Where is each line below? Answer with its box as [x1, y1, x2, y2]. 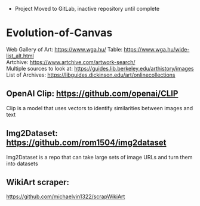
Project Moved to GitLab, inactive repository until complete [14, 5, 160, 12]
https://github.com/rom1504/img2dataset [6, 138, 167, 148]
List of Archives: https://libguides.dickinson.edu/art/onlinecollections [6, 71, 176, 78]
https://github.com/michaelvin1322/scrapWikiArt [6, 193, 125, 200]
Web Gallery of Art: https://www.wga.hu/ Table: [6, 46, 123, 53]
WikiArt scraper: [6, 177, 70, 187]
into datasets [6, 160, 38, 167]
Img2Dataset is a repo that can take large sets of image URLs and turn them [6, 153, 193, 160]
